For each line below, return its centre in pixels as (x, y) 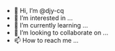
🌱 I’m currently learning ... (51, 25)
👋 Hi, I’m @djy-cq (39, 11)
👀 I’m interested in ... (43, 18)
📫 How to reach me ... (46, 40)
